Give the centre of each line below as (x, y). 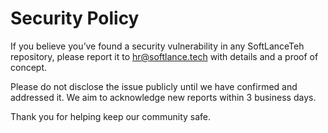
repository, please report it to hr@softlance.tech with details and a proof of (164, 56)
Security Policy (75, 18)
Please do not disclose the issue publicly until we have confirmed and (154, 86)
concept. (29, 67)
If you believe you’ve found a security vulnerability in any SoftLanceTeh (157, 46)
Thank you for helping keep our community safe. (111, 116)
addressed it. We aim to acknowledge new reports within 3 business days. (163, 97)
